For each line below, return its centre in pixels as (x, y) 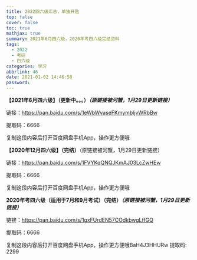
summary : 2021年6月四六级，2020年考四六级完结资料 (63, 39)
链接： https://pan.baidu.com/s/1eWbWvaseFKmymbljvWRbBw (82, 113)
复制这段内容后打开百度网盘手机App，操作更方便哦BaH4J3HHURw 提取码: (96, 245)
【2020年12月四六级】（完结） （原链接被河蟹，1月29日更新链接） (85, 150)
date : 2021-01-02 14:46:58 (39, 77)
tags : (13, 45)
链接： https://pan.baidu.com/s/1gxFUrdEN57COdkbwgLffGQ (80, 220)
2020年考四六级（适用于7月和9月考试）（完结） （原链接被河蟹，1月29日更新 (98, 200)
